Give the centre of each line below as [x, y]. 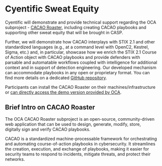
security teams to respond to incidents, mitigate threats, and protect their [78, 154]
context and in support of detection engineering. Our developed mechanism [81, 67]
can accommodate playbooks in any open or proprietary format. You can [77, 72]
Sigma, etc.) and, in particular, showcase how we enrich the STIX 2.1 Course [81, 52]
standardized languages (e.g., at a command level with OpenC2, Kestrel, [77, 47]
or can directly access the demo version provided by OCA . [63, 92]
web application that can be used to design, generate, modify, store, [73, 124]
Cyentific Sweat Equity [52, 9]
